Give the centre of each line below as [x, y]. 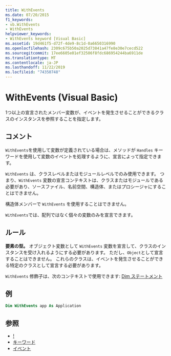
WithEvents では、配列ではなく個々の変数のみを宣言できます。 [70, 215]
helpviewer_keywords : [28, 34]
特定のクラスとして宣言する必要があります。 [56, 265]
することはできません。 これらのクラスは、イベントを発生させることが [80, 259]
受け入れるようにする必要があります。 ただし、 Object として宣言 [95, 252]
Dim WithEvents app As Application [43, 306]
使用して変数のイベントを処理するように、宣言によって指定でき [90, 156]
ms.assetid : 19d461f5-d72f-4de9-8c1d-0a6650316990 [60, 44]
